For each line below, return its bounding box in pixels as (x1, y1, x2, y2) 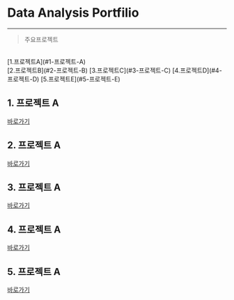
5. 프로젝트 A (7, 266, 61, 278)
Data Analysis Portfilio (7, 5, 139, 21)
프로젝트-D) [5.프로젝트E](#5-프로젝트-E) (7, 74, 120, 83)
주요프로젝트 (24, 35, 59, 43)
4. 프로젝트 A (7, 223, 61, 235)
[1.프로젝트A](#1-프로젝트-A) (7, 57, 86, 65)
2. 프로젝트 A (7, 139, 61, 151)
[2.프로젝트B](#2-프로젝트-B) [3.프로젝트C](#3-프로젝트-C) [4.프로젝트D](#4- (7, 66, 223, 74)
